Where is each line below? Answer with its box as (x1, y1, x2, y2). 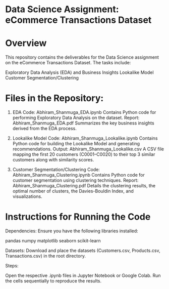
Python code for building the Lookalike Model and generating (12, 141, 140, 147)
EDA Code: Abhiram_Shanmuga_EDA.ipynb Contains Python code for (12, 109, 156, 115)
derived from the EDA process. (12, 126, 77, 132)
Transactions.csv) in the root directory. (5, 253, 86, 259)
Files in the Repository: (5, 93, 104, 104)
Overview (5, 37, 47, 49)
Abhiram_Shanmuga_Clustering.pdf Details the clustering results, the (12, 183, 155, 189)
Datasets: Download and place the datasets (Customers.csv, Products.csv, (5, 247, 160, 254)
